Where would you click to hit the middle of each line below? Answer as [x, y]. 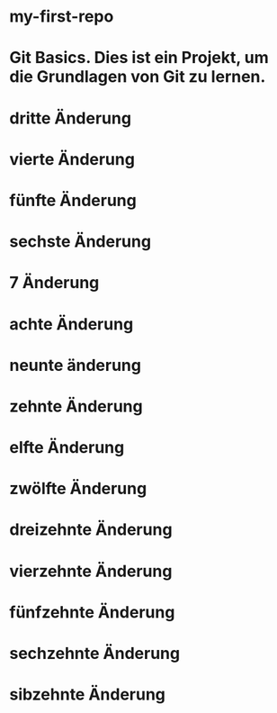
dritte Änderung [71, 118]
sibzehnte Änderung [88, 695]
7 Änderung [54, 283]
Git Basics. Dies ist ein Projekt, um [139, 58]
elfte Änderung [67, 448]
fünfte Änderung [73, 200]
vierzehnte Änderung [91, 571]
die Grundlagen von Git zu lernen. [138, 77]
